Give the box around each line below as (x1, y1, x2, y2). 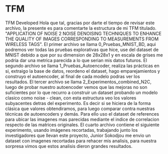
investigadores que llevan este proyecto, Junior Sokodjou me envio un (5, 132, 151, 138)
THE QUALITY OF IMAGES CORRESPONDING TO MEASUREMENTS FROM (5, 36, 159, 42)
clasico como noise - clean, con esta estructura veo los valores (5, 94, 137, 101)
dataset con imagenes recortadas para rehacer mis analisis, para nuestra (5, 137, 157, 144)
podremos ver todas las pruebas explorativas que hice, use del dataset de (5, 46, 159, 53)
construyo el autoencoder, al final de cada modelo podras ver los (5, 73, 140, 79)
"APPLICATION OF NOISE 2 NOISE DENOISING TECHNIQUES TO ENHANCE (5, 30, 162, 36)
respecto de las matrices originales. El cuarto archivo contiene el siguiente (5, 122, 159, 128)
